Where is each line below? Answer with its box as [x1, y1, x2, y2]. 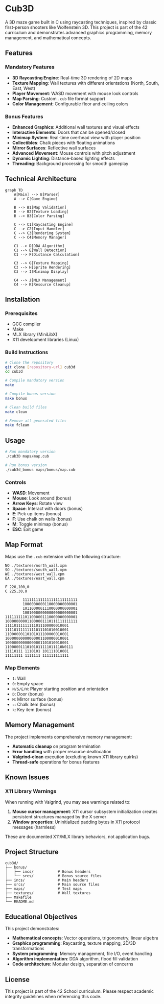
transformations [12, 946, 45, 952]
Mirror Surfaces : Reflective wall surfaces [12, 145, 96, 151]
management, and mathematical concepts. [5, 35, 92, 41]
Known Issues [5, 773, 49, 782]
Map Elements [5, 664, 40, 671]
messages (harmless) [12, 824, 56, 830]
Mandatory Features [5, 64, 55, 71]
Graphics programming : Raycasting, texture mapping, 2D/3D [12, 940, 136, 946]
